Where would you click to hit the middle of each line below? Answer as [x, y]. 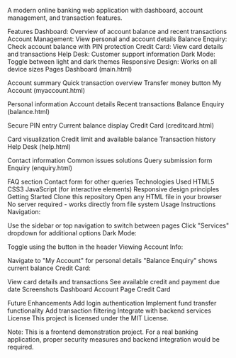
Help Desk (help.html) [39, 147]
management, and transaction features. [65, 18]
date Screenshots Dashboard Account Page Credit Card [89, 289]
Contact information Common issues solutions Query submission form [110, 160]
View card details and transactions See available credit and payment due [114, 282]
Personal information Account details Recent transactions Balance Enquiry [116, 104]
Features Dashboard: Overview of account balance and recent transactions [117, 32]
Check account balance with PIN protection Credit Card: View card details [115, 46]
